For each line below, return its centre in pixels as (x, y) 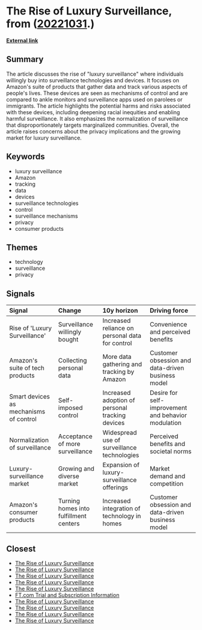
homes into (74, 509)
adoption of (119, 400)
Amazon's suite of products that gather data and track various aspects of (97, 87)
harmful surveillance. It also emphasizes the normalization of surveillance (97, 118)
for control (117, 343)
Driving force (169, 311)
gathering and (122, 364)
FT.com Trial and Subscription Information (67, 595)
